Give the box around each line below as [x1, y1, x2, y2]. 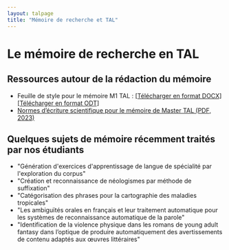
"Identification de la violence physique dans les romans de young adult [17, 220, 219, 229]
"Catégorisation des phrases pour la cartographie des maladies [17, 192, 197, 200]
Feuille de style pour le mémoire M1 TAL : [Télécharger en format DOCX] [17, 91, 222, 100]
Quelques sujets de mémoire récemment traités [7, 133, 215, 145]
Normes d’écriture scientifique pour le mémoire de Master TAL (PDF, [17, 106, 212, 114]
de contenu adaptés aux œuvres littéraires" [17, 235, 141, 244]
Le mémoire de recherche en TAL [7, 46, 199, 62]
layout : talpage [7, 10, 54, 17]
